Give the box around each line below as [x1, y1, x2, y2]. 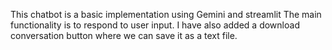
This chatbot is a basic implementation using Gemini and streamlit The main [10, 9, 322, 20]
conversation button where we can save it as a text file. [10, 30, 238, 41]
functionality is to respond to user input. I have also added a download [10, 19, 300, 31]
